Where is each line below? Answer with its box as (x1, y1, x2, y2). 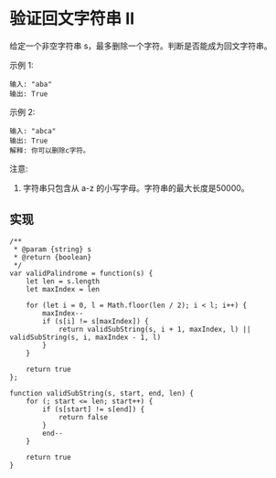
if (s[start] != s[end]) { (42, 404, 145, 414)
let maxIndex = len (26, 284, 101, 293)
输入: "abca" (9, 126, 57, 135)
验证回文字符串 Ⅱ (9, 8, 135, 29)
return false (58, 412, 108, 421)
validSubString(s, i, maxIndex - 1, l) (9, 333, 162, 342)
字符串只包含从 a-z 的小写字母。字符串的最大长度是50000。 (22, 182, 249, 193)
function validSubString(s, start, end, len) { (9, 388, 195, 398)
